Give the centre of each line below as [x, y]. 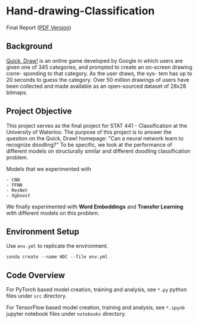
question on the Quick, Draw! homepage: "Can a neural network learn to [95, 138]
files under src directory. [37, 296]
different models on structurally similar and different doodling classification [98, 151]
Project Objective [39, 111]
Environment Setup [43, 231]
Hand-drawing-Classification [81, 11]
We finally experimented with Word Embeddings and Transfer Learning [95, 207]
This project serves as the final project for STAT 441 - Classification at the [97, 125]
